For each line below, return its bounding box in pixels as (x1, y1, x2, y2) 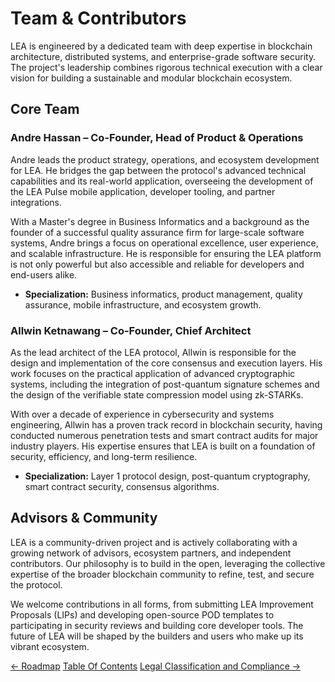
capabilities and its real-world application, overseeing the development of (10, 175, 314, 187)
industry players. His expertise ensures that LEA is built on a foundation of (10, 440, 316, 452)
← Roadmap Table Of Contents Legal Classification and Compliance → (10, 660, 302, 672)
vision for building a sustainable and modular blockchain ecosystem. (10, 72, 293, 84)
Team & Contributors (10, 7, 187, 30)
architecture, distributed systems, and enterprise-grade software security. (10, 50, 317, 62)
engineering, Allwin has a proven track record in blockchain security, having (10, 418, 323, 431)
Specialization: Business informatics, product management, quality (24, 288, 303, 300)
